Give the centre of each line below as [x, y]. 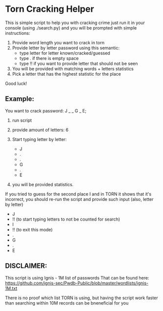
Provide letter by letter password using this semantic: [66, 48]
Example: [20, 99]
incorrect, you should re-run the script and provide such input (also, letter [79, 199]
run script [22, 120]
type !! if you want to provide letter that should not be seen [79, 63]
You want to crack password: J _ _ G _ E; [46, 111]
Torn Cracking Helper [50, 9]
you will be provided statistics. [43, 184]
